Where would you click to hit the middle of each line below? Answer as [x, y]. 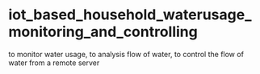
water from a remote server [54, 63]
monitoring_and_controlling [103, 32]
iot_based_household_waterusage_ [130, 15]
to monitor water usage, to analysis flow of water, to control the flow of [126, 54]
